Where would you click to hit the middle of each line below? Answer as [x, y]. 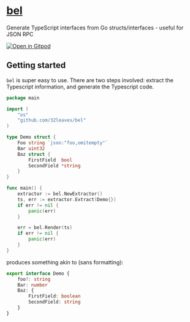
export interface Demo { [38, 274]
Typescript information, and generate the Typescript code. [80, 86]
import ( [17, 109]
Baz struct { [34, 154]
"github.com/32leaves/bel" [52, 120]
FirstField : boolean [55, 296]
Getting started [36, 65]
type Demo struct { [31, 137]
